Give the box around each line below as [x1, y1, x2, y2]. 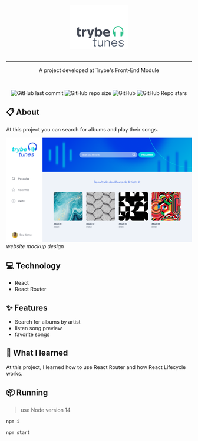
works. [6, 370, 23, 377]
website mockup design [6, 243, 64, 250]
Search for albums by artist [14, 318, 81, 325]
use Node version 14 [20, 406, 71, 413]
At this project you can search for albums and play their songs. [6, 126, 159, 133]
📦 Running [6, 388, 48, 398]
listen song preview [14, 324, 62, 331]
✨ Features [6, 302, 48, 312]
